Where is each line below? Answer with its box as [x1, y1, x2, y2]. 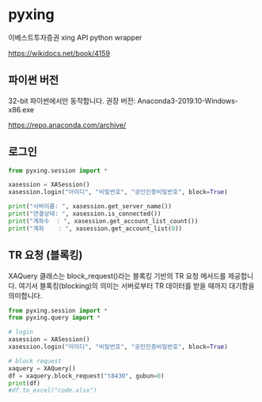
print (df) [8, 379, 41, 387]
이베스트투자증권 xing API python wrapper [8, 32, 142, 42]
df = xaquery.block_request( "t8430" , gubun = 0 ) [8, 372, 165, 380]
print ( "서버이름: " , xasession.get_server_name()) [8, 203, 173, 210]
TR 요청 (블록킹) [8, 248, 83, 262]
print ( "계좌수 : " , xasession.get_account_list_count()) [8, 217, 199, 225]
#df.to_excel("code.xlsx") [8, 386, 97, 395]
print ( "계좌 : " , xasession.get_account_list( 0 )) [8, 224, 183, 233]
